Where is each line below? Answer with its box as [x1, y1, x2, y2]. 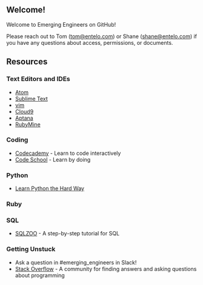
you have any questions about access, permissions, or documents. [6, 39, 173, 46]
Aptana [15, 114, 33, 122]
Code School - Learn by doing [15, 156, 91, 163]
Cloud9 [15, 108, 34, 115]
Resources [6, 57, 48, 67]
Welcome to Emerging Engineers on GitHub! [6, 21, 116, 28]
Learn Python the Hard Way [15, 185, 85, 192]
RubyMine [15, 120, 41, 128]
